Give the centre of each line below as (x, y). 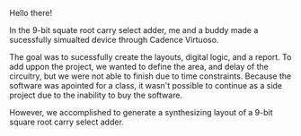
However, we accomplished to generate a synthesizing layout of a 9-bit (141, 112)
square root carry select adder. (66, 122)
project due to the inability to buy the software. (96, 95)
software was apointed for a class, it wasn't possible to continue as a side (146, 85)
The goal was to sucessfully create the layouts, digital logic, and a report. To (150, 57)
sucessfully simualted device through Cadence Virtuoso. (114, 40)
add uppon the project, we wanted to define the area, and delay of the (139, 67)
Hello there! (31, 13)
